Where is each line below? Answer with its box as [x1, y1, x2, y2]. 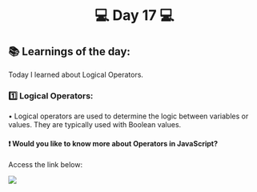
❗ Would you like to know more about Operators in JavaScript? [8, 138, 219, 148]
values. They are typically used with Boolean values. [8, 120, 182, 130]
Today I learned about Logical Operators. [8, 70, 144, 79]
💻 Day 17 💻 [94, 6, 175, 25]
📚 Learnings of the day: [8, 45, 131, 58]
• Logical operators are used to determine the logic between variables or [8, 111, 249, 121]
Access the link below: [8, 159, 82, 169]
